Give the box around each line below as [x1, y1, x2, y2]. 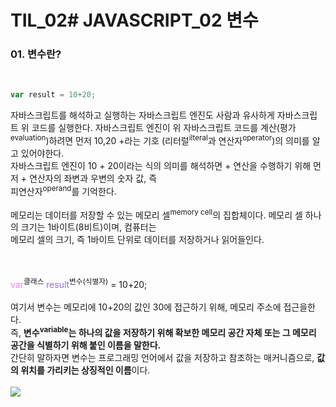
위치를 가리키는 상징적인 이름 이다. [20, 364, 151, 376]
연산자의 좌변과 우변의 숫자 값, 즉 [29, 172, 158, 185]
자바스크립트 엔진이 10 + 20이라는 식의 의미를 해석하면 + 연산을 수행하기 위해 [10, 160, 312, 172]
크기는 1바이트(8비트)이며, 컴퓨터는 [20, 221, 157, 233]
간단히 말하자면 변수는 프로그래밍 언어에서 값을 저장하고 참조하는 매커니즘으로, [10, 351, 315, 363]
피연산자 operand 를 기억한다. [10, 184, 117, 197]
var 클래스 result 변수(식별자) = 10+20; [10, 277, 148, 290]
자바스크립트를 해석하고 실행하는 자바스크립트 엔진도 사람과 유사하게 [10, 109, 275, 121]
